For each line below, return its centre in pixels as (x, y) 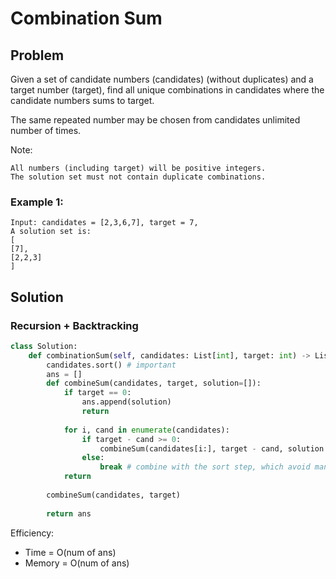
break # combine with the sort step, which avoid (205, 467)
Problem (37, 55)
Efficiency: (32, 533)
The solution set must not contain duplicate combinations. (138, 177)
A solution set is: (51, 232)
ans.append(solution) (126, 402)
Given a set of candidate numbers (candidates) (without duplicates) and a (162, 79)
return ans (69, 513)
